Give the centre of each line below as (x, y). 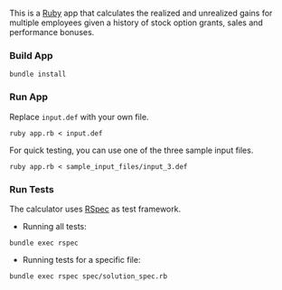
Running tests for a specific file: (81, 259)
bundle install (38, 75)
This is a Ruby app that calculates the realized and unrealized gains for (141, 13)
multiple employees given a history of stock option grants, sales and (136, 23)
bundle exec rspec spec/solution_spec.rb (89, 276)
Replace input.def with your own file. (79, 117)
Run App (28, 97)
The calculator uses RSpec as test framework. (95, 209)
